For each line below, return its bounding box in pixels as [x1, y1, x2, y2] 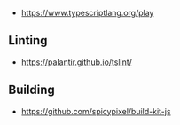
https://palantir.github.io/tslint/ [20, 57, 132, 67]
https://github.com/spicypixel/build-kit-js [20, 105, 171, 116]
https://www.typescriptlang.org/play [20, 8, 154, 18]
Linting [8, 33, 48, 48]
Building [8, 82, 55, 98]
